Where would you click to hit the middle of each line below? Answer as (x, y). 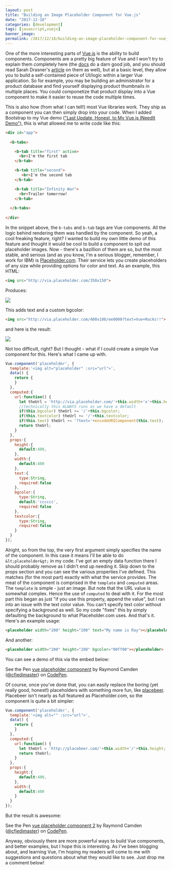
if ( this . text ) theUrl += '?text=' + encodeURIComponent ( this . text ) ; (91, 421)
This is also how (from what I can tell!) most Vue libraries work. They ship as (86, 107)
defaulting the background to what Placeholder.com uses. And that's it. (80, 615)
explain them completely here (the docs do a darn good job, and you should (85, 64)
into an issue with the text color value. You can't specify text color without (83, 604)
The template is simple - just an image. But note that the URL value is (78, 588)
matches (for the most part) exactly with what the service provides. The (81, 577)
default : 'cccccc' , (38, 502)
